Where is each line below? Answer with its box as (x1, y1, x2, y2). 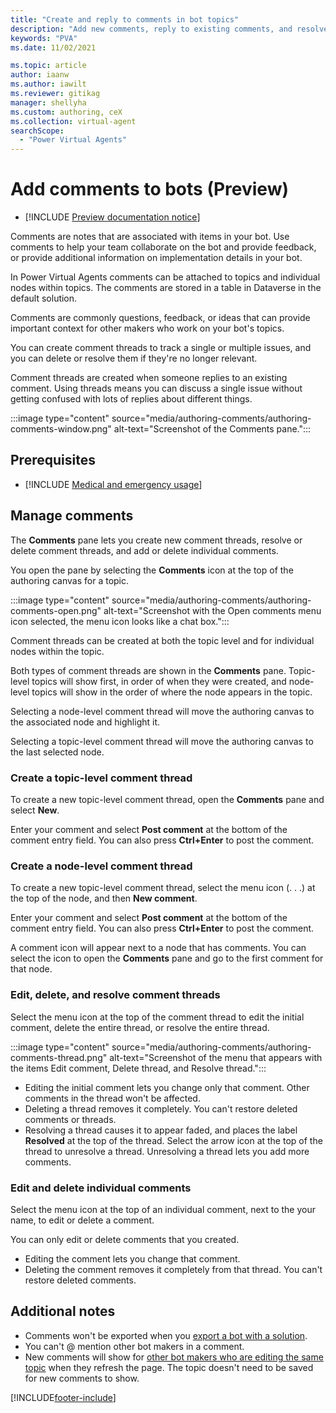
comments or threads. (24, 1113, 117, 1125)
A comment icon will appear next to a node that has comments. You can (10, 942, 307, 954)
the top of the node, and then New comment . (10, 892, 198, 905)
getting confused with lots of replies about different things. (10, 393, 253, 405)
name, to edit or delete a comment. (10, 1214, 155, 1226)
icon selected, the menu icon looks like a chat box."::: (10, 615, 230, 627)
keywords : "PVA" (10, 33, 78, 43)
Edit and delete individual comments (10, 1181, 192, 1195)
